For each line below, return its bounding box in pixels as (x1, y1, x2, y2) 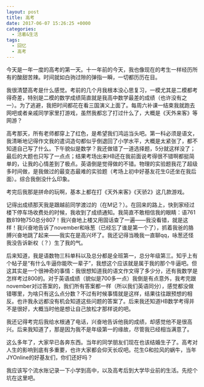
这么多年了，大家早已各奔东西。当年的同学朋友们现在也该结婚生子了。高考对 (6, 338, 198, 346)
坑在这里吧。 (6, 374, 38, 382)
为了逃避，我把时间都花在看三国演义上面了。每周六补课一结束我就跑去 (19, 101, 195, 109)
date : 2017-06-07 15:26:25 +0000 (6, 20, 91, 26)
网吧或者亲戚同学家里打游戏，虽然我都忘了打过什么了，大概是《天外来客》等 (6, 109, 198, 116)
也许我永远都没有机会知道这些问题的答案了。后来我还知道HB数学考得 (16, 297, 189, 304)
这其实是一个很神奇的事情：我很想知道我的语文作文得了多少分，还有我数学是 (6, 267, 198, 274)
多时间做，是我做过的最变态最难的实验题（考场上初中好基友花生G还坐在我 (6, 168, 191, 175)
